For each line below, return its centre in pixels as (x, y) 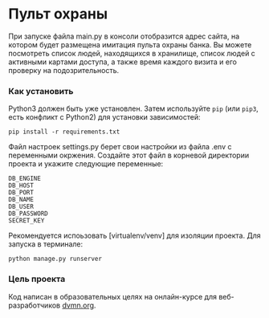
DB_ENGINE (25, 179)
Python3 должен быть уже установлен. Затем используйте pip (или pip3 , (133, 108)
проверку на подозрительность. (63, 70)
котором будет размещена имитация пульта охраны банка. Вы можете (130, 44)
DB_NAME (21, 200)
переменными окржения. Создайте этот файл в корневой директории (129, 155)
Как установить (41, 91)
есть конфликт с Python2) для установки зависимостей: (104, 117)
